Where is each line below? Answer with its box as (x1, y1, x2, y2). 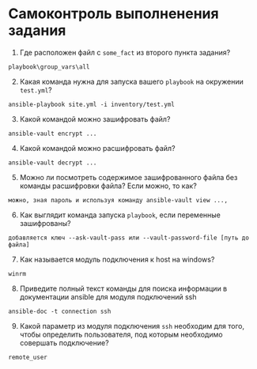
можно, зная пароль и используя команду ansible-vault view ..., (8, 196, 228, 204)
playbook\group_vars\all (8, 62, 90, 71)
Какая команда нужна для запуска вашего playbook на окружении (19, 77, 244, 86)
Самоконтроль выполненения (8, 5, 219, 23)
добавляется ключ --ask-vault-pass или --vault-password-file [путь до (8, 234, 249, 242)
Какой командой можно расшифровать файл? (19, 143, 176, 152)
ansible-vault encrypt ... (8, 130, 97, 137)
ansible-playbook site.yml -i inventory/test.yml (8, 100, 176, 108)
